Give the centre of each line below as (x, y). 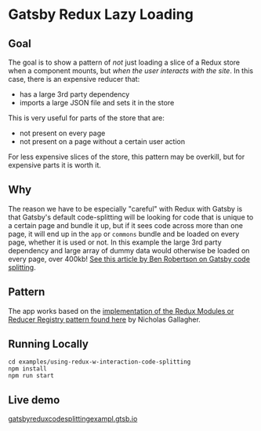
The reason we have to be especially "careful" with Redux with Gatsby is (125, 208)
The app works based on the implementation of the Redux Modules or (121, 311)
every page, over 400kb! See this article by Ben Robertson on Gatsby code (129, 259)
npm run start (31, 376)
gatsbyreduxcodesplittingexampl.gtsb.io (73, 419)
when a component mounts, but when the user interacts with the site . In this (130, 71)
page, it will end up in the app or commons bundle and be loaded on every (124, 234)
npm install (27, 369)
